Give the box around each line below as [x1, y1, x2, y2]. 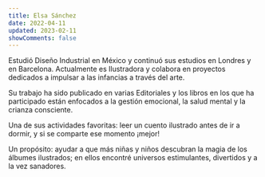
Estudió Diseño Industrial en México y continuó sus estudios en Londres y [8, 56, 251, 65]
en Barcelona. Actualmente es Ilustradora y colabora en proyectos [8, 65, 226, 74]
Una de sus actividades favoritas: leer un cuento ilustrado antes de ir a [8, 120, 241, 130]
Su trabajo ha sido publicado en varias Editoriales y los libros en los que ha [8, 88, 255, 98]
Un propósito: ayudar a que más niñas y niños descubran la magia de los [8, 144, 247, 154]
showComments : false [8, 33, 77, 42]
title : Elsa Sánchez [8, 11, 77, 20]
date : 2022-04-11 [8, 19, 66, 27]
